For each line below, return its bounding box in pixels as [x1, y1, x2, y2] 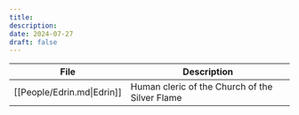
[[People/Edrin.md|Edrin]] [13, 86, 123, 98]
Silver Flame [130, 92, 182, 104]
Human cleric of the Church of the [130, 80, 273, 93]
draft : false [9, 37, 58, 47]
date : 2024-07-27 [9, 29, 74, 38]
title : [9, 12, 34, 22]
